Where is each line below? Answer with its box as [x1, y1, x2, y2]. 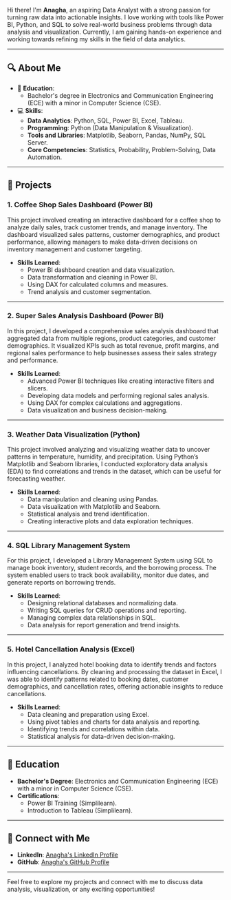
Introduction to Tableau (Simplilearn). [27, 806, 133, 815]
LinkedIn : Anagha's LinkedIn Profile [16, 850, 119, 859]
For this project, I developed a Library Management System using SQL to [7, 556, 213, 565]
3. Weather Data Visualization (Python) [7, 430, 141, 439]
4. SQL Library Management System [7, 541, 131, 550]
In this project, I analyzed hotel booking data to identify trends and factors [7, 660, 217, 669]
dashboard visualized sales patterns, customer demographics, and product [7, 230, 220, 238]
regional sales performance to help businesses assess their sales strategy [7, 348, 217, 357]
